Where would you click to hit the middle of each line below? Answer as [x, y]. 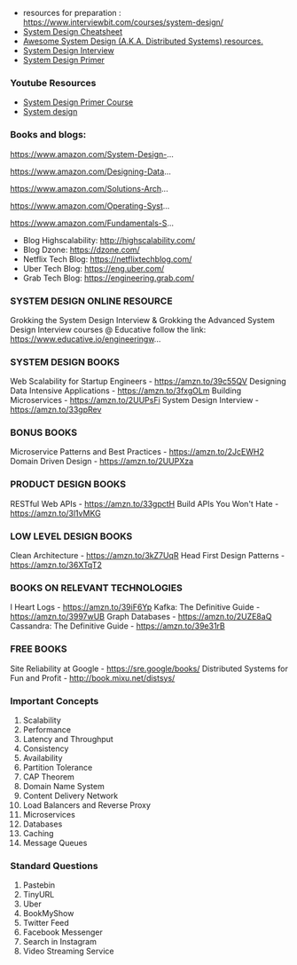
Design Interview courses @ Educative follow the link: [108, 329]
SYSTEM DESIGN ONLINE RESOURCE [91, 301]
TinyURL [39, 895]
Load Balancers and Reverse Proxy [87, 805]
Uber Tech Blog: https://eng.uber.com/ [94, 268]
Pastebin [39, 885]
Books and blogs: [48, 135]
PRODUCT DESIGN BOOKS [68, 485]
